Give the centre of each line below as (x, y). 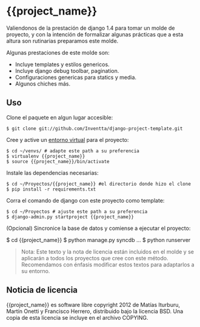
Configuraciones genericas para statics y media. (76, 77)
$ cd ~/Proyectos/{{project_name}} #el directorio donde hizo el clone (98, 184)
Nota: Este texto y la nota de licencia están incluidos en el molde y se (107, 251)
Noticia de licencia (42, 290)
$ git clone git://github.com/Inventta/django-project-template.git (95, 129)
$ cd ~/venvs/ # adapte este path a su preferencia (73, 151)
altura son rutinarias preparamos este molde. (62, 41)
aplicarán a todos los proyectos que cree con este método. (95, 258)
